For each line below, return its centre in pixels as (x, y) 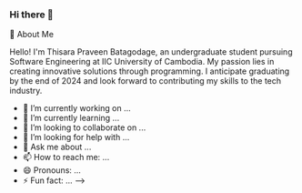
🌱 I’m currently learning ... (71, 118)
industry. (26, 91)
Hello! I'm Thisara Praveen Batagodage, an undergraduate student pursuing (151, 52)
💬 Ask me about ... (57, 147)
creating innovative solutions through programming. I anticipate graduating (150, 71)
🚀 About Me (32, 35)
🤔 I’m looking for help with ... (76, 137)
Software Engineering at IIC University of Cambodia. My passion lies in (142, 62)
